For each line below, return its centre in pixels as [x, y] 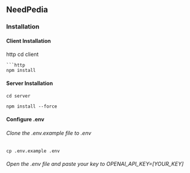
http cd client [22, 54]
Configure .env [25, 119]
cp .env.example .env [33, 151]
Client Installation [29, 40]
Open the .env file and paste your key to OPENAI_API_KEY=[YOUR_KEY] [95, 164]
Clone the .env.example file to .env [49, 133]
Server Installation [30, 83]
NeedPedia [27, 10]
